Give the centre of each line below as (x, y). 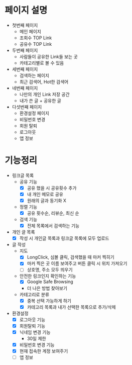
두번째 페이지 (25, 50)
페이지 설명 (26, 10)
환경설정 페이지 (34, 113)
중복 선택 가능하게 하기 (49, 301)
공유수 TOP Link (36, 44)
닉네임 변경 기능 (35, 332)
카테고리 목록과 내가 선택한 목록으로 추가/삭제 (71, 307)
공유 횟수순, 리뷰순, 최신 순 (53, 213)
